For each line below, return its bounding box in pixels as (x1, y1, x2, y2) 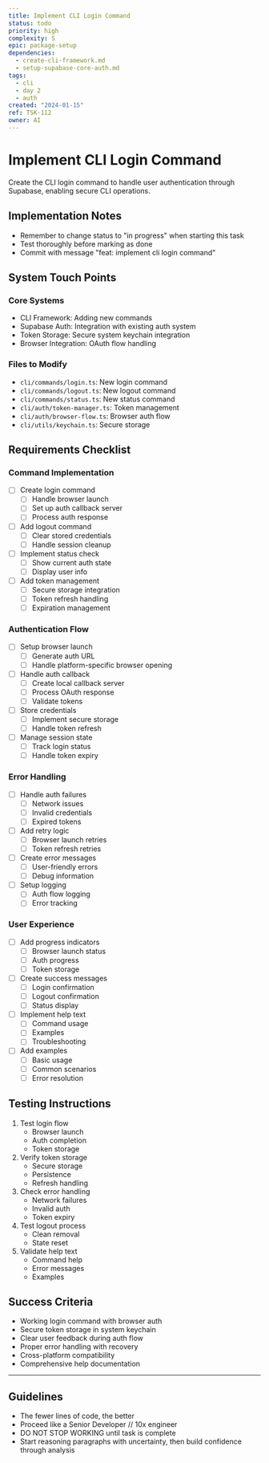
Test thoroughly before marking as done (19, 238, 154, 249)
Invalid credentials (31, 808, 93, 817)
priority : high (8, 26, 59, 35)
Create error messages (19, 853, 97, 863)
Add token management (19, 576, 100, 585)
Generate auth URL (31, 651, 95, 661)
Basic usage (31, 1055, 73, 1065)
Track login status (31, 742, 91, 752)
